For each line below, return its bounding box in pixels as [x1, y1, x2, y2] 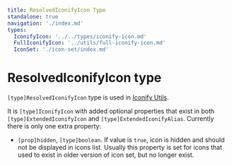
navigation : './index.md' [7, 20, 83, 27]
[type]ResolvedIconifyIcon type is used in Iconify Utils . [7, 93, 170, 102]
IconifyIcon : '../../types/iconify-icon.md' [13, 32, 147, 40]
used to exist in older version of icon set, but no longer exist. [17, 150, 195, 159]
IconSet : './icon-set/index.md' [13, 46, 110, 53]
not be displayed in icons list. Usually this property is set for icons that [17, 143, 223, 152]
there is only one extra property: [7, 122, 101, 131]
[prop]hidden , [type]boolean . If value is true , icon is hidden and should [17, 136, 225, 144]
